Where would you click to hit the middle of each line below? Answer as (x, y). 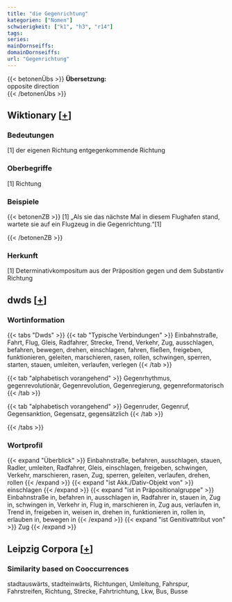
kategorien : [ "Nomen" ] (40, 20)
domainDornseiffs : (34, 53)
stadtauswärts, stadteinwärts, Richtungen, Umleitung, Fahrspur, (98, 584)
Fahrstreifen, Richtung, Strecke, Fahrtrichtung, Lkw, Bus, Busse (98, 591)
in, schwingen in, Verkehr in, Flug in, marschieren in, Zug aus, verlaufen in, (114, 505)
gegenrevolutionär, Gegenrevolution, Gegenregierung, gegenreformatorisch (116, 386)
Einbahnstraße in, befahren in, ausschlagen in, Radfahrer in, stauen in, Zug (114, 498)
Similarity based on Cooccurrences (68, 569)
